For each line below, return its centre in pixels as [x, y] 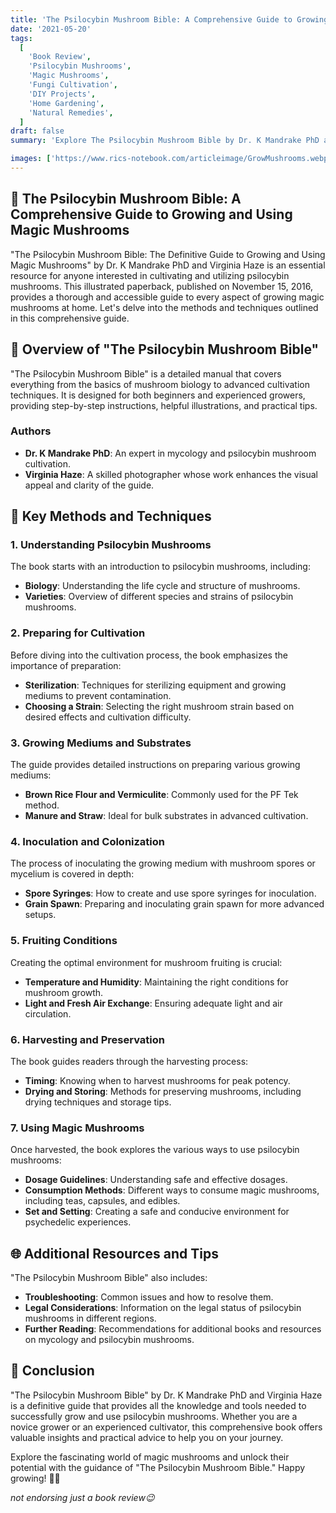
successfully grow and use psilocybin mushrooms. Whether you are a [154, 1416]
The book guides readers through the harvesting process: [129, 1061]
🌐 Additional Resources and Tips [114, 1253]
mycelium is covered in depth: [72, 874]
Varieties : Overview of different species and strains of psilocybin [159, 597]
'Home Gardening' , [66, 103]
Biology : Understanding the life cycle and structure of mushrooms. [162, 586]
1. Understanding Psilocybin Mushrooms [111, 545]
